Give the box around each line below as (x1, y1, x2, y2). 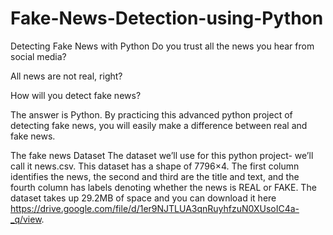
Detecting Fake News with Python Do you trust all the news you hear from (10, 40, 315, 52)
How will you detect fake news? (10, 89, 142, 101)
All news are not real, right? (10, 70, 123, 82)
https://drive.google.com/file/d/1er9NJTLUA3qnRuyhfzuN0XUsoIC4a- (10, 202, 300, 214)
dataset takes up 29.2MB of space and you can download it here (10, 192, 277, 204)
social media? (10, 50, 67, 62)
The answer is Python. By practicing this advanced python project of (10, 108, 293, 121)
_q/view (10, 213, 42, 225)
